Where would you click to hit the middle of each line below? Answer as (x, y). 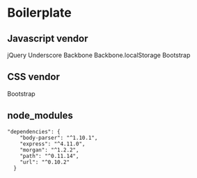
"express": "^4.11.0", (53, 144)
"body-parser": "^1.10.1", (59, 138)
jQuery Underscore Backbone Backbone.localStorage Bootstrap (99, 55)
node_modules (40, 116)
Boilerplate (39, 13)
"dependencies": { (34, 131)
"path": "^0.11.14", (49, 156)
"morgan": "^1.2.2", (49, 150)
